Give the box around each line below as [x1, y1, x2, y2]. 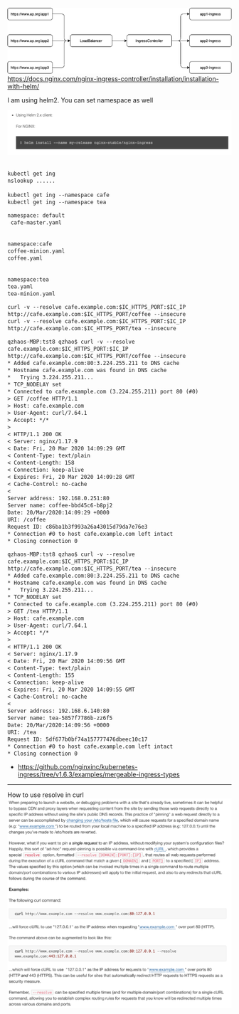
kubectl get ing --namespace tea [7, 199, 107, 206]
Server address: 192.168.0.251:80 [7, 495, 110, 502]
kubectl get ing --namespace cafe [7, 191, 110, 199]
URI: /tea [7, 729, 37, 736]
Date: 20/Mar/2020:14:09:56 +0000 [7, 722, 110, 729]
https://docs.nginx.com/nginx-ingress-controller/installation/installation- [7, 75, 219, 83]
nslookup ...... [7, 177, 55, 184]
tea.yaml [7, 282, 33, 290]
